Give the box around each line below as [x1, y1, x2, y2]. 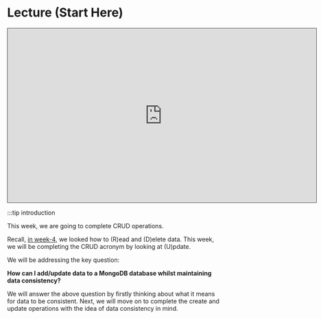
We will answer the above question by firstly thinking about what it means [7, 289, 215, 298]
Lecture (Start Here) [7, 5, 123, 21]
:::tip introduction [7, 208, 56, 217]
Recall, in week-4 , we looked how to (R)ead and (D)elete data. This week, [7, 235, 215, 243]
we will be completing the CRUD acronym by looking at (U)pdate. [7, 242, 191, 250]
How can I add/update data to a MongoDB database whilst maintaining [7, 269, 212, 277]
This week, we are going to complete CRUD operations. [7, 221, 164, 230]
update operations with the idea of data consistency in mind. [7, 304, 178, 312]
